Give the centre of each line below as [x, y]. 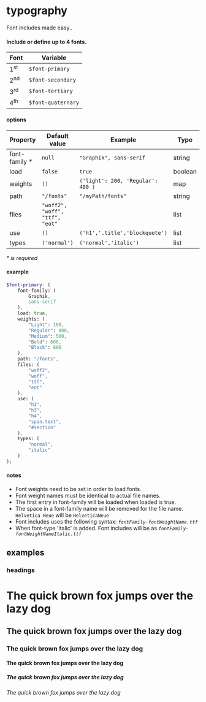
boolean [185, 171]
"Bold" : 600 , [45, 342]
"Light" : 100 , [46, 325]
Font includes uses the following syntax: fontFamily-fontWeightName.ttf [106, 522]
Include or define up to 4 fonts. [47, 42]
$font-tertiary [51, 91]
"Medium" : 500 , [48, 336]
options [16, 120]
